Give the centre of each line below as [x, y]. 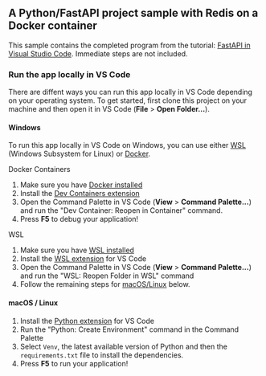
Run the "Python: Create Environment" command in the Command [129, 329]
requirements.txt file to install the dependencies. [102, 355]
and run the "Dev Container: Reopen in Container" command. [121, 210]
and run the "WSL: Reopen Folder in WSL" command [107, 276]
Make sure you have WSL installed [77, 250]
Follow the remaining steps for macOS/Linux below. [105, 284]
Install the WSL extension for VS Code [83, 259]
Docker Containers [39, 170]
